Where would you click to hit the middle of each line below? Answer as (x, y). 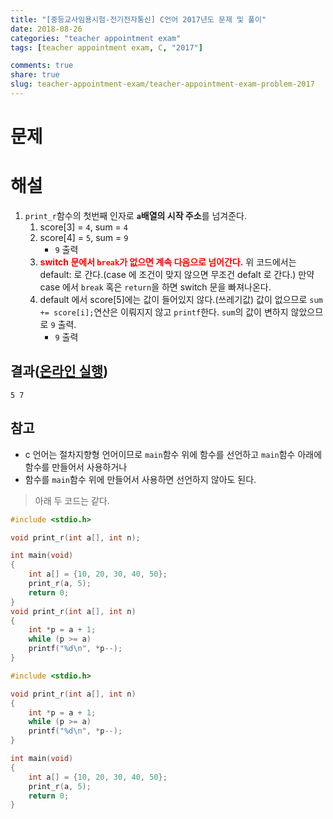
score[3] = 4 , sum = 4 (83, 227)
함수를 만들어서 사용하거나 (76, 467)
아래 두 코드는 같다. (72, 500)
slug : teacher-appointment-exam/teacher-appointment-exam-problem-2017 (162, 84)
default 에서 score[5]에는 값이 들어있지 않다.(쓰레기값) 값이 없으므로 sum (181, 299)
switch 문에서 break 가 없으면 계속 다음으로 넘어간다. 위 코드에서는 (168, 262)
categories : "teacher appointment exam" (96, 38)
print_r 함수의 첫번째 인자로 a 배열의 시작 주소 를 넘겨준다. (135, 215)
